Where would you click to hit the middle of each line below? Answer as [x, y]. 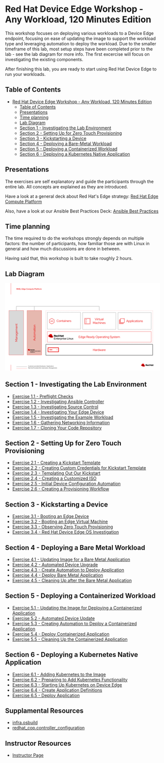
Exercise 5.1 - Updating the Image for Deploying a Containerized [77, 608]
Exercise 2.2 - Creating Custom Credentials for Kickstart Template [79, 468]
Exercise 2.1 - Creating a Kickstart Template [56, 463]
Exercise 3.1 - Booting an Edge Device [51, 516]
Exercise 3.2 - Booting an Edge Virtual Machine [60, 522]
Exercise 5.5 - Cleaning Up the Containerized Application [70, 639]
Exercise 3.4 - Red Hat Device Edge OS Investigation [66, 532]
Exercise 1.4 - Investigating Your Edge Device [58, 412]
